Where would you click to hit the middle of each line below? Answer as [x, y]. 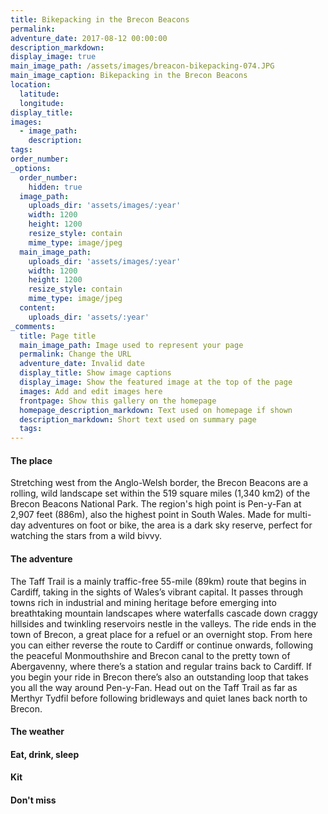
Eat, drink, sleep [45, 754]
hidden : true [55, 187]
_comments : [33, 326]
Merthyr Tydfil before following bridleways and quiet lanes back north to [159, 698]
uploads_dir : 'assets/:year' [89, 317]
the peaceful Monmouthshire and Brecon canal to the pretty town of [150, 655]
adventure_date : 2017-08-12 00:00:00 [89, 38]
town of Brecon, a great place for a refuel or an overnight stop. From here [161, 634]
